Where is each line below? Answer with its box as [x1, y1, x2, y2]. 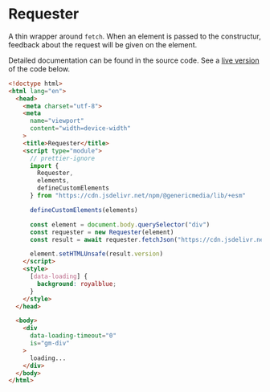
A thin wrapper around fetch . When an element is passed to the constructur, [8, 31, 261, 41]
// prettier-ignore [29, 154, 95, 162]
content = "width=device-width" [29, 125, 131, 133]
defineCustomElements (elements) [29, 206, 138, 214]
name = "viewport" [29, 117, 84, 125]
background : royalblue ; [37, 280, 117, 288]
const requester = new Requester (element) [29, 228, 174, 236]
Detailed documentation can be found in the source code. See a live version [8, 55, 260, 65]
